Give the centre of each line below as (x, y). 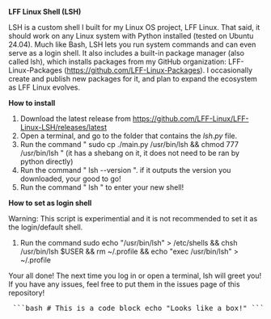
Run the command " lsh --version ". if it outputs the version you (125, 170)
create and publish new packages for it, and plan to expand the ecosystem (133, 79)
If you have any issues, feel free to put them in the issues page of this (124, 284)
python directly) (47, 162)
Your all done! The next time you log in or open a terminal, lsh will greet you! (135, 275)
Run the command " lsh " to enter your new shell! (102, 187)
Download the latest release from (75, 119)
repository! (27, 293)
